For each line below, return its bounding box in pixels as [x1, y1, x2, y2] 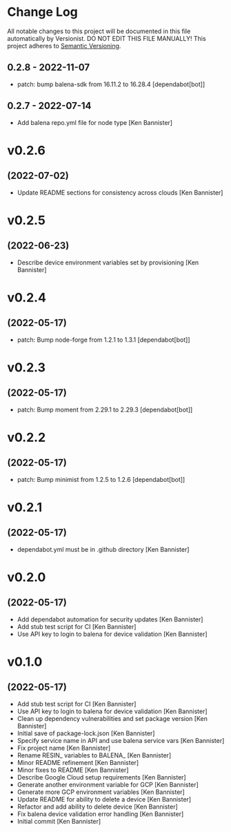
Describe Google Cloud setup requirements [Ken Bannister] [17, 773, 186, 781]
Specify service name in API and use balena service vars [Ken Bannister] [17, 736, 225, 744]
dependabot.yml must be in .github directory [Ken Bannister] [17, 545, 190, 553]
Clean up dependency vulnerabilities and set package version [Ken [17, 714, 208, 722]
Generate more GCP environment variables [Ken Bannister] [17, 788, 185, 796]
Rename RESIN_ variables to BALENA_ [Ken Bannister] [17, 751, 172, 760]
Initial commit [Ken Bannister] [17, 817, 101, 825]
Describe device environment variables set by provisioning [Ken [17, 258, 199, 267]
